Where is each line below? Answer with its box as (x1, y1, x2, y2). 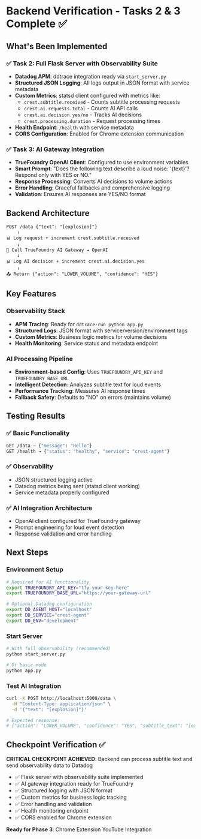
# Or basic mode (6, 661, 47, 668)
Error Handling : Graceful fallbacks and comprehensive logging (14, 184, 170, 191)
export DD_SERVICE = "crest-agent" (6, 612, 90, 618)
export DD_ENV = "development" (6, 618, 79, 624)
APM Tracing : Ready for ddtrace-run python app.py (14, 320, 144, 327)
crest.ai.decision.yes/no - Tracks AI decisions (23, 111, 142, 118)
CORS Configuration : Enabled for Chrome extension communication (14, 130, 184, 137)
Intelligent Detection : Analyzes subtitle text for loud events (14, 381, 162, 388)
